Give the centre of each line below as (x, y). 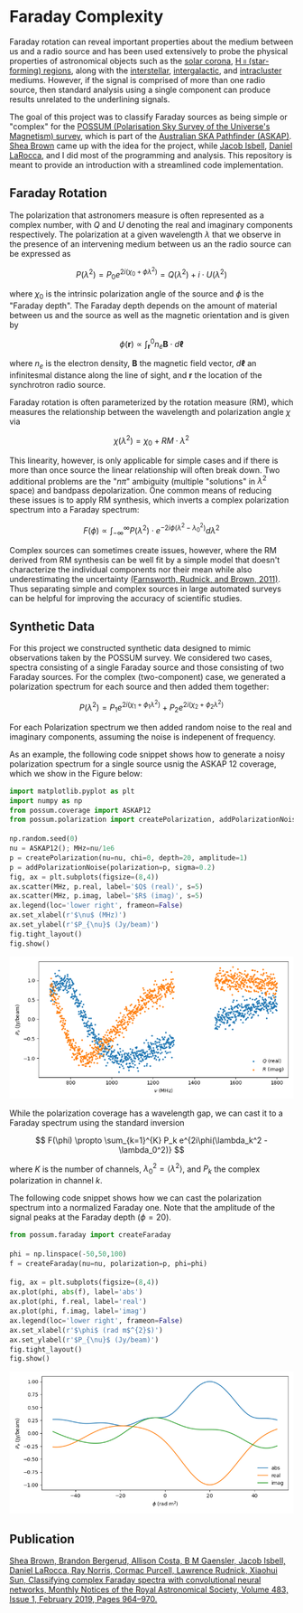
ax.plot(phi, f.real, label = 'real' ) (78, 1302)
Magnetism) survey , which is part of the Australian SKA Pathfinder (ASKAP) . (151, 136)
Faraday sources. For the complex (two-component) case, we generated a (147, 677)
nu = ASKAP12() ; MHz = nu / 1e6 (62, 848)
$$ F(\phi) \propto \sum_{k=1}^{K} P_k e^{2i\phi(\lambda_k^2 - (151, 1140)
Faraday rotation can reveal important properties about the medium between (151, 42)
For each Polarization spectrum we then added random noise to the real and (151, 727)
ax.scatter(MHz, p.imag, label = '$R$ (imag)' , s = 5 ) (106, 896)
